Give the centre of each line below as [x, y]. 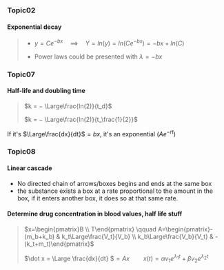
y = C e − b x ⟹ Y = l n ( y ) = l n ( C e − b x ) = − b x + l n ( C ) [109, 42]
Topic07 [21, 74]
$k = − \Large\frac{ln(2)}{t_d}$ [68, 106]
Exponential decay [34, 27]
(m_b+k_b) [39, 236]
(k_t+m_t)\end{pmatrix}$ [59, 244]
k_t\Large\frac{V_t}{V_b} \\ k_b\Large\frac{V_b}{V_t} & [138, 236]
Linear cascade [30, 168]
